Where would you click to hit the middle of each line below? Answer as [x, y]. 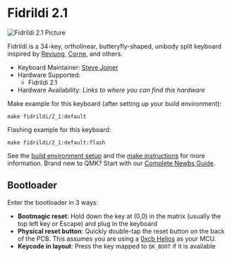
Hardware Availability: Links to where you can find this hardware [111, 90]
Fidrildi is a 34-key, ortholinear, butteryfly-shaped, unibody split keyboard [115, 46]
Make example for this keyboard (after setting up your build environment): [115, 103]
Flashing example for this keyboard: [59, 129]
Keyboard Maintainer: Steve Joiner [68, 67]
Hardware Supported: [49, 75]
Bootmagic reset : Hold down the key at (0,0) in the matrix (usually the [119, 216]
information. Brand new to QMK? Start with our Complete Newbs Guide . [111, 163]
